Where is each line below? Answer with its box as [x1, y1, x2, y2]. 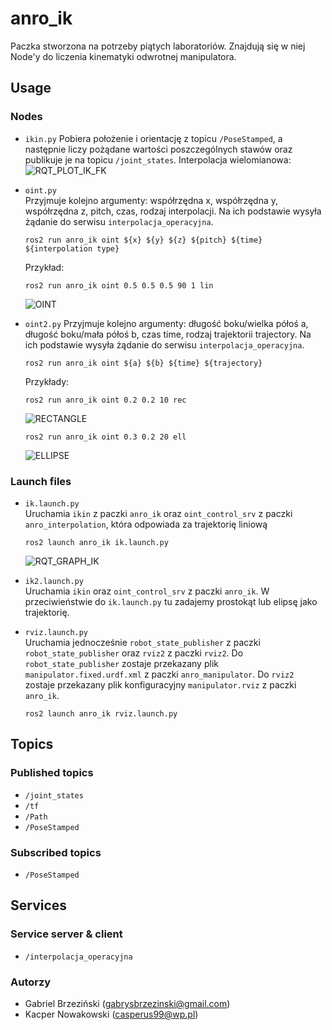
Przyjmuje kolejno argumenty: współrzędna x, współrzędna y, [24, 194, 279, 206]
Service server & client [10, 927, 123, 941]
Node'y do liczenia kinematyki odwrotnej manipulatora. [10, 50, 237, 62]
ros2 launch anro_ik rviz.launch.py [24, 708, 178, 719]
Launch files [10, 474, 72, 488]
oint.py [24, 185, 57, 196]
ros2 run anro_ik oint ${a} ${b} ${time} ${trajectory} [24, 358, 263, 368]
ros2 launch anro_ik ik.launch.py [24, 537, 169, 547]
